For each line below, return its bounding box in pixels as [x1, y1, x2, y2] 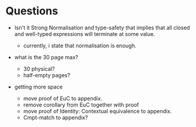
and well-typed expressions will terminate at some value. [14, 30, 155, 37]
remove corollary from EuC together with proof [23, 101, 139, 108]
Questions [5, 4, 58, 18]
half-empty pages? [23, 71, 70, 78]
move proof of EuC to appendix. [23, 95, 102, 102]
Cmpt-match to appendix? [23, 114, 88, 121]
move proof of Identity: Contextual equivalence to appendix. [23, 107, 172, 114]
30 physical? [23, 65, 55, 72]
